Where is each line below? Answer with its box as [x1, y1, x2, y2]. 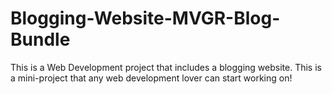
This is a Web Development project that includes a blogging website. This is [10, 61, 322, 73]
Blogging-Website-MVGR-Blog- [10, 7, 281, 30]
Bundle [10, 28, 71, 51]
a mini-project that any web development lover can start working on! [10, 72, 293, 84]
